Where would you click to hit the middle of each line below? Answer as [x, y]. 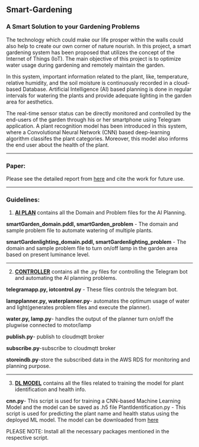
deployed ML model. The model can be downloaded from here [82, 420]
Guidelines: [23, 200]
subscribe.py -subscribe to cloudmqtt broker [61, 348]
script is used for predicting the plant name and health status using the [92, 414]
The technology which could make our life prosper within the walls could [95, 40]
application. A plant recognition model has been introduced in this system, [97, 126]
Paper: [16, 166]
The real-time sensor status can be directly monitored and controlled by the [99, 113]
